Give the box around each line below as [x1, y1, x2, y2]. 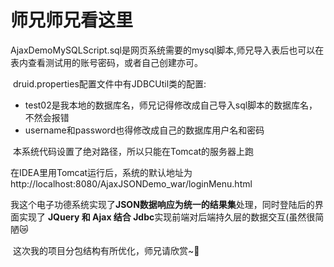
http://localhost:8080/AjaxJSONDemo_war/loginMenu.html [10, 177, 253, 190]
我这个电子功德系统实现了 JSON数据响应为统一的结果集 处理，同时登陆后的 [10, 198, 315, 210]
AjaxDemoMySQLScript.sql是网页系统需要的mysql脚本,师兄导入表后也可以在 [10, 44, 325, 56]
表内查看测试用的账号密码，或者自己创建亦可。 [10, 56, 203, 68]
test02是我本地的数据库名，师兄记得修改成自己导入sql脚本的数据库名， [24, 99, 318, 111]
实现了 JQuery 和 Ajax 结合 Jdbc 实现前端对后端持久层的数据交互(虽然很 [18, 211, 316, 223]
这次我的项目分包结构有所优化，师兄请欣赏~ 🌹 [12, 244, 200, 256]
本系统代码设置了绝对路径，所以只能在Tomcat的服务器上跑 [12, 145, 255, 157]
